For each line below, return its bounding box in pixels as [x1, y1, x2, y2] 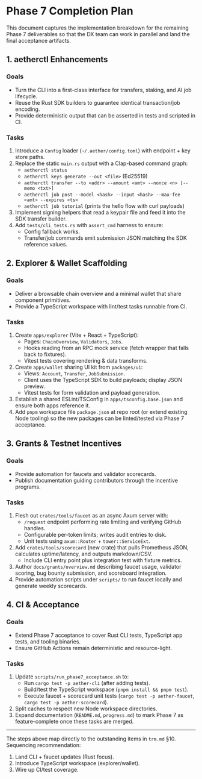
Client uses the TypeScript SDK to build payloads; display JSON [23, 376, 182, 383]
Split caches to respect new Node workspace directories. [14, 705, 158, 712]
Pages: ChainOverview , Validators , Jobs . [23, 337, 123, 345]
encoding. [14, 105, 40, 113]
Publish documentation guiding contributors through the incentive [14, 477, 179, 484]
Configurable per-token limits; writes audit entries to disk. [23, 531, 167, 538]
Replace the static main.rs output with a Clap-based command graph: [14, 160, 188, 167]
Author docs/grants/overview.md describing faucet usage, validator [14, 563, 182, 570]
